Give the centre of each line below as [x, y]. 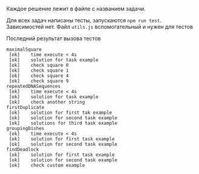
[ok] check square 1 [39, 70]
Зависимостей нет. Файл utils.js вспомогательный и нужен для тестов [100, 27]
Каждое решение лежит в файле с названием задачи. [76, 9]
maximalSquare [24, 49]
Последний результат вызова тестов [54, 38]
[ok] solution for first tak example [60, 113]
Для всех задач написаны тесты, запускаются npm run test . [84, 20]
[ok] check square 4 [39, 76]
